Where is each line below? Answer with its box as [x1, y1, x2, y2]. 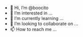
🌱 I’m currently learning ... [10, 15, 64, 21]
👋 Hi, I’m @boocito [10, 5, 49, 10]
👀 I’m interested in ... [10, 10, 53, 16]
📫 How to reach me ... [10, 26, 57, 32]
